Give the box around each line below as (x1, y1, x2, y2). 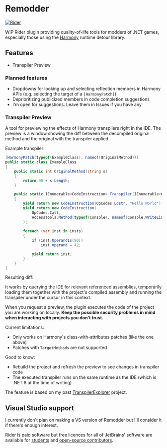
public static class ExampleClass (5, 160, 77, 165)
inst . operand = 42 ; (40, 243, 81, 248)
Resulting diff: (5, 274, 34, 280)
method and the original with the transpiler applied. (5, 136, 110, 142)
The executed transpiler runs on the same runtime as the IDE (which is (12, 374, 157, 380)
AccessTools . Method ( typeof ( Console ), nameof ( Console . (31, 215, 146, 220)
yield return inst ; (31, 252, 72, 257)
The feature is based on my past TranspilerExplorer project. (5, 389, 127, 395)
